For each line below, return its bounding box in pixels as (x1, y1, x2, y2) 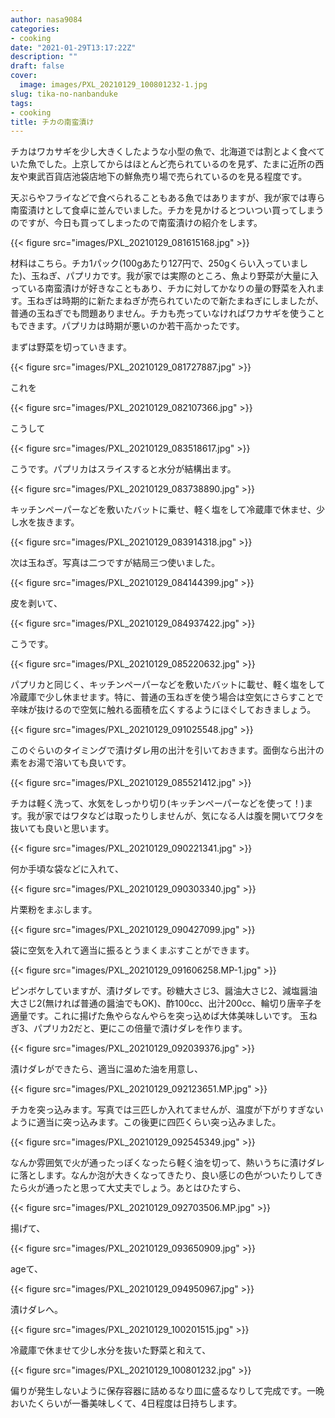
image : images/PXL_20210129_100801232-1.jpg (19, 80, 208, 90)
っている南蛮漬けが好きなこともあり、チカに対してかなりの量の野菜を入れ (10, 282, 317, 295)
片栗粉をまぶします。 (10, 904, 98, 916)
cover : (10, 71, 38, 81)
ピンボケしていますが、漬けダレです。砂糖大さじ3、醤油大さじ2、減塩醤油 (10, 985, 318, 997)
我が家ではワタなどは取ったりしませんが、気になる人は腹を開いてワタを (26, 810, 325, 822)
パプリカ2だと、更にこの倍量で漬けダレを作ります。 (33, 1022, 248, 1035)
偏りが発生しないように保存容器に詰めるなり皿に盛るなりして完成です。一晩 (10, 1385, 325, 1397)
